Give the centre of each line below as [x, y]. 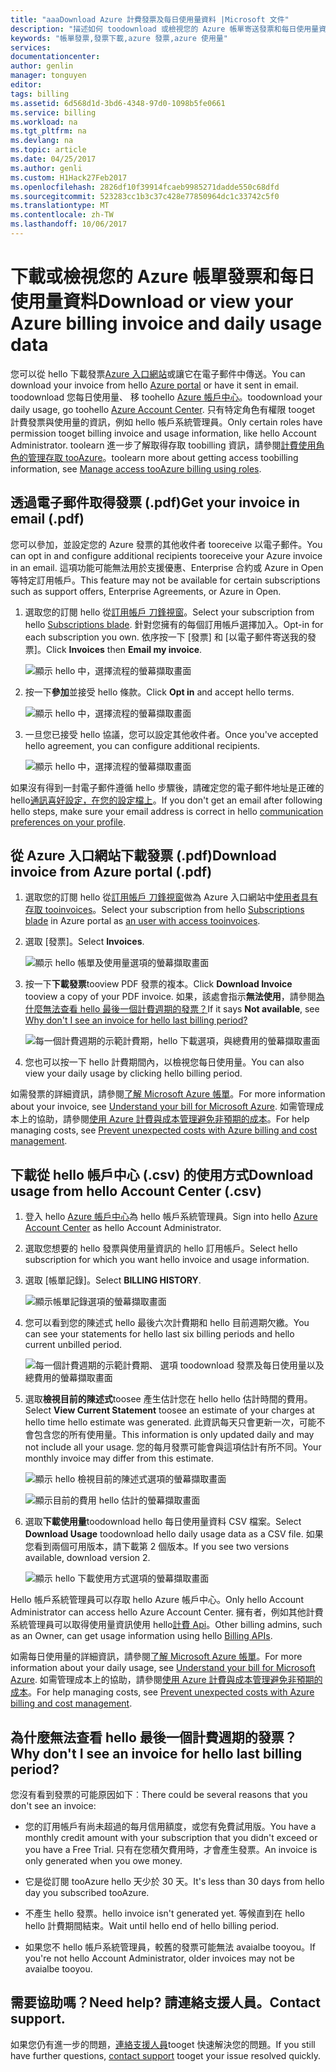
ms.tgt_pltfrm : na [48, 131]
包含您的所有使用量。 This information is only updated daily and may [174, 1435]
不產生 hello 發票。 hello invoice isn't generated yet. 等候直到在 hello [164, 1913]
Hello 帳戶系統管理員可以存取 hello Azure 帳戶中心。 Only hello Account [157, 1600]
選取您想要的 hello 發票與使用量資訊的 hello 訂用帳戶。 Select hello [161, 1248]
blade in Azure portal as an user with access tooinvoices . [142, 921]
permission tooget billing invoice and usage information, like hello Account [163, 433]
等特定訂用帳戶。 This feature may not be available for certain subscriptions [165, 580]
